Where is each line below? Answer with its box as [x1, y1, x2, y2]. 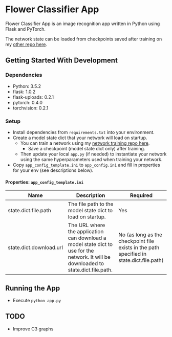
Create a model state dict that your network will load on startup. [12, 134, 147, 141]
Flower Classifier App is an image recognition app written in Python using [5, 20, 160, 27]
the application [68, 228, 104, 235]
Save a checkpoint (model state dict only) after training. [28, 145, 145, 151]
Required [130, 192, 153, 199]
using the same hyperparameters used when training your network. [20, 156, 163, 162]
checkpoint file [118, 238, 155, 245]
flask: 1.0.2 [12, 88, 36, 95]
